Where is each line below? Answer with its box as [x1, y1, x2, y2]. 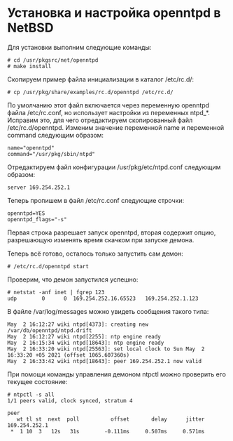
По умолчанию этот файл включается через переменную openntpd [7, 100, 210, 110]
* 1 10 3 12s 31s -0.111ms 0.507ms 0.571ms [10, 428, 205, 435]
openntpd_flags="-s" [7, 216, 68, 223]
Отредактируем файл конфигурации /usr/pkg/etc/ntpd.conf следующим [7, 163, 221, 171]
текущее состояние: [7, 377, 68, 386]
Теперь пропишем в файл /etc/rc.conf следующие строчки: [7, 196, 185, 204]
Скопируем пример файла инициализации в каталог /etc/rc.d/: [7, 75, 195, 84]
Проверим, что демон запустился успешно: [7, 275, 139, 284]
